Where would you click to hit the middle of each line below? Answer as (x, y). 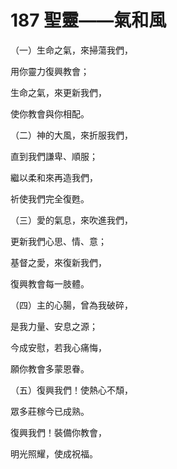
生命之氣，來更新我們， (58, 92)
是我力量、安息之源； (54, 326)
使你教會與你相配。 (50, 113)
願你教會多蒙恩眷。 (50, 368)
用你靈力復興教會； (50, 71)
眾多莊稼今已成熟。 (50, 411)
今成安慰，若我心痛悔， (58, 347)
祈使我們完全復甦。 (50, 198)
